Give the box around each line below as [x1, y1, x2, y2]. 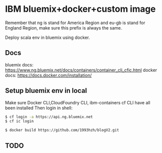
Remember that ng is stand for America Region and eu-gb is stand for [5, 20, 145, 26]
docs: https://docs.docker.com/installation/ [5, 72, 92, 78]
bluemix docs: [5, 61, 34, 67]
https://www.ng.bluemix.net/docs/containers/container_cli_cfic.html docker [5, 67, 158, 73]
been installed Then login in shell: [5, 105, 73, 111]
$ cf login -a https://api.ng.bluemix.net [5, 114, 93, 119]
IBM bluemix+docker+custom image [5, 3, 156, 15]
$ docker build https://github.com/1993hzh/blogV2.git [5, 128, 119, 133]
